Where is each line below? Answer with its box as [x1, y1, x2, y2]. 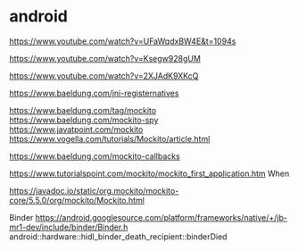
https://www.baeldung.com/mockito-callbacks [9, 150, 180, 162]
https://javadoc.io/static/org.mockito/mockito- [9, 185, 179, 196]
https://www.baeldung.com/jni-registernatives [9, 88, 179, 98]
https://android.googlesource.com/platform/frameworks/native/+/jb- [35, 212, 288, 222]
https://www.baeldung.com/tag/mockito [9, 105, 157, 115]
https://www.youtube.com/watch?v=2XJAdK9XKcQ [9, 70, 199, 81]
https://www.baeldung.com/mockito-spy [9, 114, 159, 125]
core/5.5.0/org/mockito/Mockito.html [9, 195, 145, 205]
